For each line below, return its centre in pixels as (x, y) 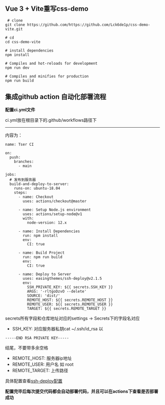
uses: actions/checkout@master (55, 201)
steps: (21, 192)
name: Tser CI (20, 144)
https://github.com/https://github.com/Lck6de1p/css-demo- (89, 25)
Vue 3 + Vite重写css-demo (47, 9)
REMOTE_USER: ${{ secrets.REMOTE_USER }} (70, 304)
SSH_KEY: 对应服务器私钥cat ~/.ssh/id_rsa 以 (58, 328)
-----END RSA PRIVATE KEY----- (37, 338)
